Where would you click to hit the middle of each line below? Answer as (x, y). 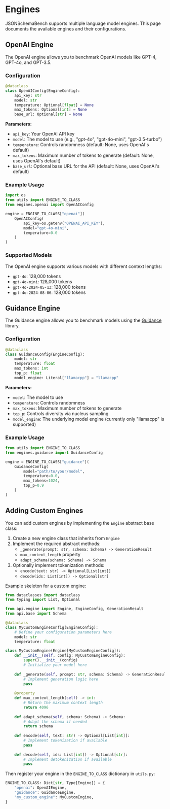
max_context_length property (50, 554)
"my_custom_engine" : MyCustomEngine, (54, 797)
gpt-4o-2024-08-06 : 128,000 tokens (49, 292)
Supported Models (29, 255)
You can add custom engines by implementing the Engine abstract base (80, 523)
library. (13, 326)
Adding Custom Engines (44, 511)
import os (16, 195)
